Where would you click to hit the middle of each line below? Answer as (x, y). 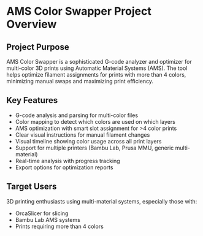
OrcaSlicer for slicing (42, 213)
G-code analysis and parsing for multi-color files (77, 115)
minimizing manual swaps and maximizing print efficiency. (80, 81)
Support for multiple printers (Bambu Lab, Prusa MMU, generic (94, 148)
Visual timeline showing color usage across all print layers (88, 141)
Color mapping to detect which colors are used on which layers (95, 121)
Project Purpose (38, 47)
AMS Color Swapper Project (79, 11)
